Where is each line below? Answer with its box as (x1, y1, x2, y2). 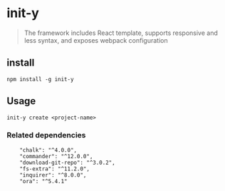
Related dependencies (6, 130, 86, 140)
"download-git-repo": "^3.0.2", (19, 159, 115, 166)
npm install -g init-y (6, 76, 74, 83)
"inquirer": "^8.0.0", (19, 171, 87, 179)
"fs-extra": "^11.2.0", (19, 165, 90, 172)
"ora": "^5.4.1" (19, 177, 68, 185)
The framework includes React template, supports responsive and (23, 29, 219, 37)
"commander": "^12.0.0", (19, 153, 93, 160)
